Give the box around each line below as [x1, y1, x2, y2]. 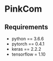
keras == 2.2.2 [11, 46, 41, 52]
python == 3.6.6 [11, 36, 44, 41]
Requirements [4, 23, 48, 31]
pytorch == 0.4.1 [11, 41, 45, 47]
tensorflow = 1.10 [11, 51, 46, 57]
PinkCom [4, 3, 42, 15]
